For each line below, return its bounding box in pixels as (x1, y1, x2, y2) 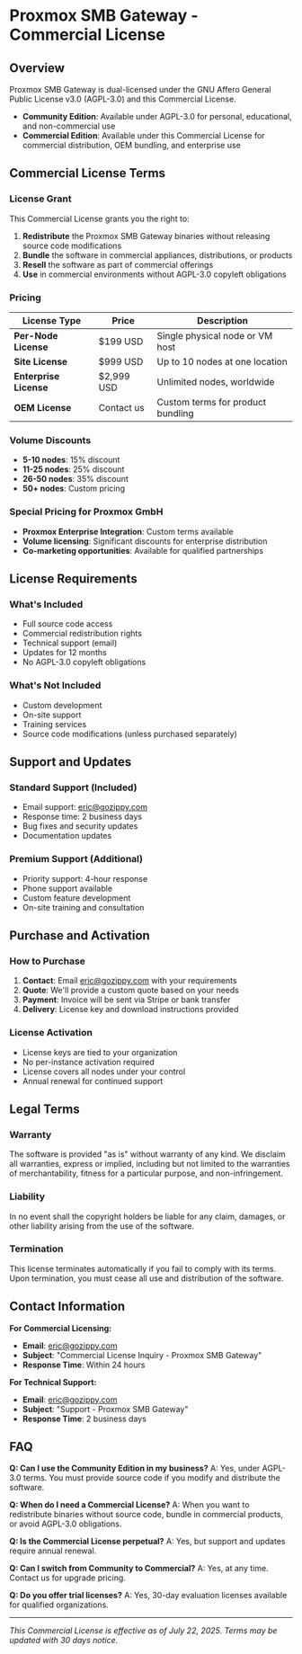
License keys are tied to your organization (22, 1046, 178, 1057)
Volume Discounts (9, 433, 92, 446)
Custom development (22, 699, 102, 710)
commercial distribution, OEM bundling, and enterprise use (22, 140, 241, 150)
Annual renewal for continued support (22, 1075, 164, 1086)
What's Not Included (9, 680, 102, 692)
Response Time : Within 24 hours (22, 1359, 146, 1370)
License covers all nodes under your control (22, 1066, 186, 1077)
